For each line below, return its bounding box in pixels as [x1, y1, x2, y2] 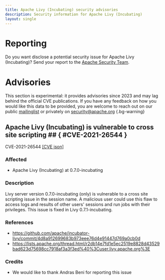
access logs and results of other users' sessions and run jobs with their [5, 201, 151, 207]
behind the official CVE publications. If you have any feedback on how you [5, 98, 157, 104]
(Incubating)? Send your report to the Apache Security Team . [5, 59, 130, 65]
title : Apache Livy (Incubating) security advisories [5, 7, 119, 12]
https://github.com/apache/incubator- [12, 230, 90, 236]
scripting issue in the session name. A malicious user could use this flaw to [5, 196, 158, 202]
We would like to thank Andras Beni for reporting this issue [12, 270, 132, 276]
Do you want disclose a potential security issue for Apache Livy [5, 54, 135, 60]
